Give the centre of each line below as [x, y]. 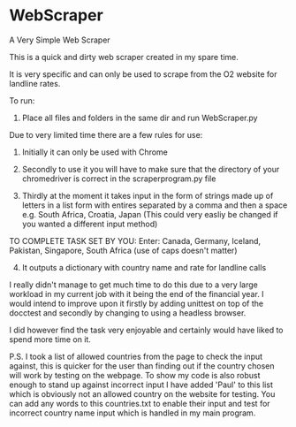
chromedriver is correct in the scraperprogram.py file [119, 179]
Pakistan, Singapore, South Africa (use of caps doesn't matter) [123, 250]
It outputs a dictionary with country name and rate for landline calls [144, 267]
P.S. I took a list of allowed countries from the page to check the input [136, 356]
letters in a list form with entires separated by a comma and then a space [155, 205]
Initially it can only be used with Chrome [95, 152]
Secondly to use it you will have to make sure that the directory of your [151, 169]
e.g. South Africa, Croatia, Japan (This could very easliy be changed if [150, 214]
